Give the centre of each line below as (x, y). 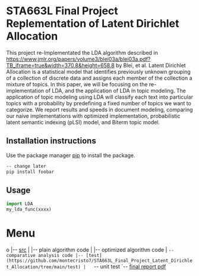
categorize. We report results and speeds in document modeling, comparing (99, 109)
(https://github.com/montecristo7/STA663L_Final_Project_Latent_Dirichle (99, 261)
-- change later (26, 166)
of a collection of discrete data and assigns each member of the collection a (99, 78)
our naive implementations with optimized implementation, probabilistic (93, 116)
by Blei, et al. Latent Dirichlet (151, 65)
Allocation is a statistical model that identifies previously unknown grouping (99, 71)
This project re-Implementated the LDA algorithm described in (82, 52)
